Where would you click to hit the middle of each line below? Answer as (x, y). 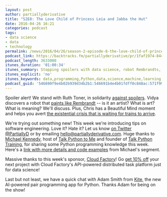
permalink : (16, 51)
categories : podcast (27, 28)
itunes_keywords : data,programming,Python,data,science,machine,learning (83, 79)
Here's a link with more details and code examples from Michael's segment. (83, 149)
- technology (19, 47)
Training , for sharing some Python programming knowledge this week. (77, 144)
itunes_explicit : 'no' (29, 74)
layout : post (19, 10)
